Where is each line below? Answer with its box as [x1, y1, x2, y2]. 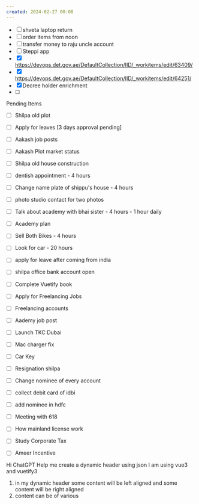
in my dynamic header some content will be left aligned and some [14, 479, 178, 487]
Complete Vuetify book [14, 281, 73, 288]
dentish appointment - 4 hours [14, 172, 91, 179]
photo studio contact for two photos [14, 196, 104, 204]
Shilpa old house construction [14, 160, 89, 167]
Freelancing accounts [14, 305, 69, 312]
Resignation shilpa [14, 365, 61, 372]
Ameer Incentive [14, 449, 56, 456]
